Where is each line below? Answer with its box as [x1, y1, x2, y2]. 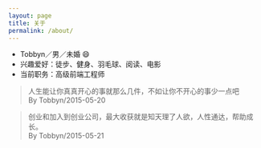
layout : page [8, 11, 52, 20]
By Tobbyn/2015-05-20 [27, 95, 106, 105]
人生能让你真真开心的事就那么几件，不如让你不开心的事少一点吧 [27, 86, 239, 96]
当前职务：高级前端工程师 [19, 70, 105, 79]
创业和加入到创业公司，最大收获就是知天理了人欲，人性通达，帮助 [27, 112, 247, 122]
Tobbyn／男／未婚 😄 [19, 50, 90, 59]
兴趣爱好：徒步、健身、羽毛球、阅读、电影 [19, 59, 161, 69]
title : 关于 [8, 19, 46, 27]
